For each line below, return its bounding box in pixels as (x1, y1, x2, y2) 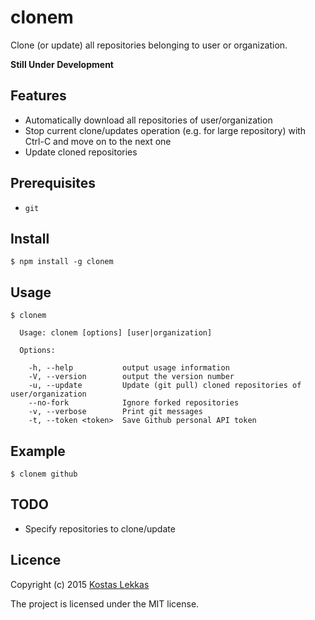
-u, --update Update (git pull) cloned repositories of (28, 381, 302, 391)
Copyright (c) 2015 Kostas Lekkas (10, 578, 150, 590)
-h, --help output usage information (28, 363, 230, 373)
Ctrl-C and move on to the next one (24, 135, 172, 147)
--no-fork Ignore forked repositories (28, 398, 240, 408)
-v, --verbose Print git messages (28, 407, 203, 417)
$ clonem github (10, 469, 78, 479)
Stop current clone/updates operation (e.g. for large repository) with (24, 124, 307, 136)
